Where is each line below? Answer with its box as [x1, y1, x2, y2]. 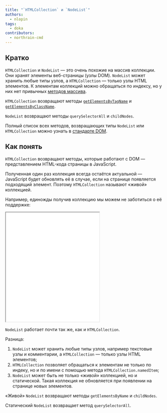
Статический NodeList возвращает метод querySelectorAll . [5, 402, 131, 408]
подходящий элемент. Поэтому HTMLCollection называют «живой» [5, 181, 147, 187]
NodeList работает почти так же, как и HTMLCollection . [5, 326, 120, 332]
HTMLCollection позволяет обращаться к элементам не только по [12, 361, 152, 367]
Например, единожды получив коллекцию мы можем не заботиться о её [5, 196, 162, 202]
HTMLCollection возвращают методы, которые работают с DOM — [5, 155, 146, 161]
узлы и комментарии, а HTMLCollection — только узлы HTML [12, 351, 141, 357]
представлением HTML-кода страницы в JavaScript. [5, 161, 117, 167]
